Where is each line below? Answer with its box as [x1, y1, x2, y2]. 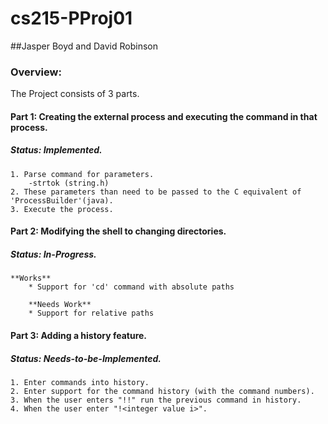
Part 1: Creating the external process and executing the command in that [10, 110, 318, 122]
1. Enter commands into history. [10, 377, 150, 387]
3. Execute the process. [10, 204, 114, 214]
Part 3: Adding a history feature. [10, 329, 148, 341]
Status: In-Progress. [10, 248, 97, 260]
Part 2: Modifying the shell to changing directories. [10, 225, 227, 237]
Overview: [10, 65, 62, 79]
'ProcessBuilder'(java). [10, 195, 114, 206]
